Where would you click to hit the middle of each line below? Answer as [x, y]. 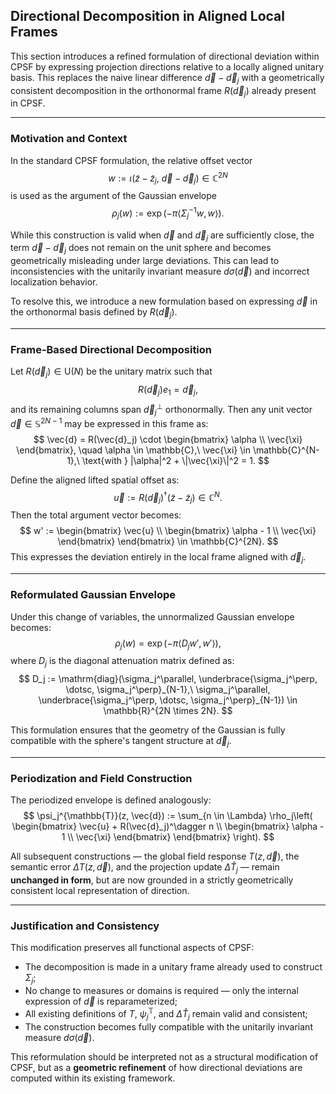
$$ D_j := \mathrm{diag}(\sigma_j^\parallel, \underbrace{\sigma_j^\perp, [168, 679]
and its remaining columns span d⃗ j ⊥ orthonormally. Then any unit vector [161, 409]
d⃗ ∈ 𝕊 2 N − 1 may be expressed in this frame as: [109, 422]
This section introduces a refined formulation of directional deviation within [165, 56]
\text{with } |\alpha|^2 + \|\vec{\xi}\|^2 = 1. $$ [175, 460]
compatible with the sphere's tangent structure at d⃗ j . [121, 742]
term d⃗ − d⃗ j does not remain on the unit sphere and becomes [141, 249]
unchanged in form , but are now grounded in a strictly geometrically [152, 880]
